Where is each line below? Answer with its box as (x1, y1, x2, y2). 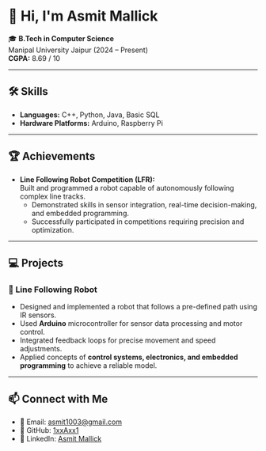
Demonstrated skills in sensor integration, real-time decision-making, (31, 199, 257, 209)
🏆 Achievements (8, 150, 96, 163)
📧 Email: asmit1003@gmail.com (19, 417, 123, 426)
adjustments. (19, 344, 63, 354)
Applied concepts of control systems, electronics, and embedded (19, 352, 239, 362)
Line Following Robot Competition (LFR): (19, 174, 156, 184)
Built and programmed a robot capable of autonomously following (19, 183, 235, 192)
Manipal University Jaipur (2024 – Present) (8, 45, 149, 55)
